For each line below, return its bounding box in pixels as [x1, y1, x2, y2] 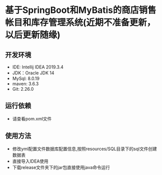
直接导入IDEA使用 [12, 158, 48, 164]
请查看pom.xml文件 [12, 116, 52, 121]
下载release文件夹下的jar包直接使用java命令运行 [12, 164, 110, 170]
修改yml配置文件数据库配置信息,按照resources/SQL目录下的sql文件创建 [12, 146, 157, 152]
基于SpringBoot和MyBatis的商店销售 [5, 4, 157, 16]
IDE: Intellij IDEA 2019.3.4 [12, 64, 64, 70]
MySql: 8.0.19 [12, 75, 40, 81]
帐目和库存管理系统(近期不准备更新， [5, 17, 156, 28]
